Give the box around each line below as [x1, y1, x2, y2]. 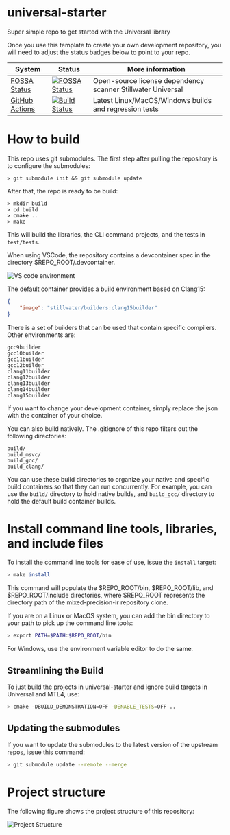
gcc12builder [7, 362, 44, 368]
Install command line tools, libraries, [7, 521, 218, 537]
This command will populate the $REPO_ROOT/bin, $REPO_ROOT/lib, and [7, 584, 214, 592]
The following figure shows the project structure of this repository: [7, 807, 195, 815]
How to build [7, 132, 80, 148]
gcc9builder [7, 344, 41, 351]
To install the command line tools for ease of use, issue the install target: [7, 558, 217, 567]
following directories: [7, 432, 67, 440]
